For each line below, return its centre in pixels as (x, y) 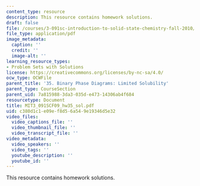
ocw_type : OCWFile (29, 78)
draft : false (22, 23)
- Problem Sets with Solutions (45, 67)
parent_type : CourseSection (41, 89)
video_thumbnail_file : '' (44, 128)
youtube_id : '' (30, 161)
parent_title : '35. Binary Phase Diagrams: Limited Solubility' (87, 84)
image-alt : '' (29, 56)
